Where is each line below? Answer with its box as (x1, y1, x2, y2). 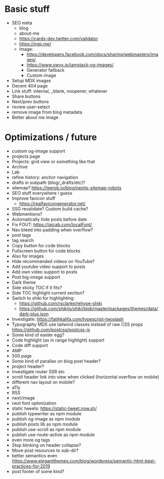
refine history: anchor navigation (11, 174, 79, 180)
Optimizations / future (4, 132, 97, 143)
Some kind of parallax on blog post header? (11, 358, 101, 364)
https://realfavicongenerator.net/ (19, 200, 86, 206)
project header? (11, 363, 44, 369)
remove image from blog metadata (11, 109, 82, 115)
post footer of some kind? (11, 468, 65, 474)
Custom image (26, 72, 56, 78)
